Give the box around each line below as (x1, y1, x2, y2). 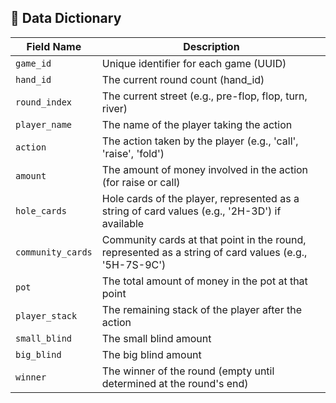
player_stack (15, 310, 78, 321)
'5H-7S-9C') (101, 257, 167, 271)
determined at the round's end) (101, 376, 249, 390)
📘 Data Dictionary (10, 10, 122, 27)
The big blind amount (101, 347, 202, 361)
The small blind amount (101, 331, 212, 345)
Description (183, 39, 240, 53)
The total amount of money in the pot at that (101, 274, 308, 288)
